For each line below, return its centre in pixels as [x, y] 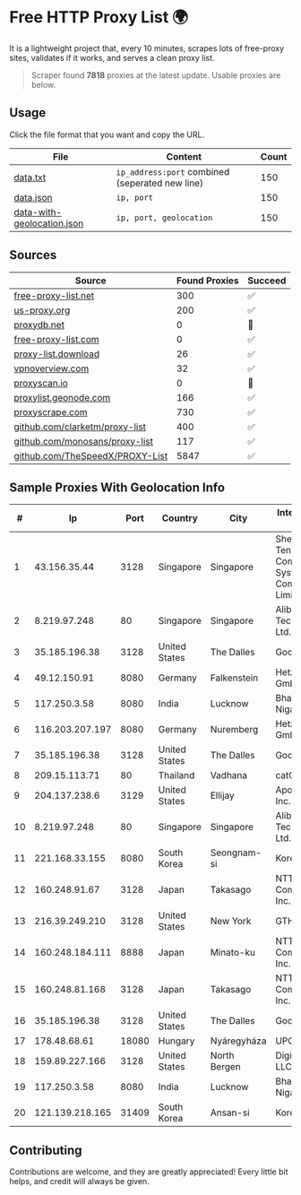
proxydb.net [39, 325]
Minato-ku [232, 953]
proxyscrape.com [51, 411]
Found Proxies [207, 281]
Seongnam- [236, 853]
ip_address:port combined [173, 171]
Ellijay [222, 796]
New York [231, 922]
